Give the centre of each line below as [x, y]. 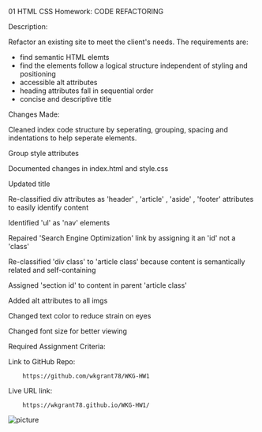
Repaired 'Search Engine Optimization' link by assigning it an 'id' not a [122, 238]
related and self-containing [52, 270]
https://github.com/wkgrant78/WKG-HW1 [86, 376]
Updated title [29, 184]
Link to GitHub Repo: [42, 361]
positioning [38, 74]
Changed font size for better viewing [68, 331]
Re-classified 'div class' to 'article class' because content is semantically [127, 262]
